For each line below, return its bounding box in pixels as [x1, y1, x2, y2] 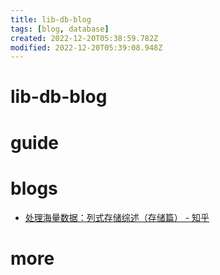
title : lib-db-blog [10, 14, 92, 25]
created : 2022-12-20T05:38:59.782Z [10, 33, 159, 43]
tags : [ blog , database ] [10, 24, 110, 34]
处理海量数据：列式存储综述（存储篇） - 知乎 [24, 211, 210, 223]
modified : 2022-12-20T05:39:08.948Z [10, 42, 163, 53]
